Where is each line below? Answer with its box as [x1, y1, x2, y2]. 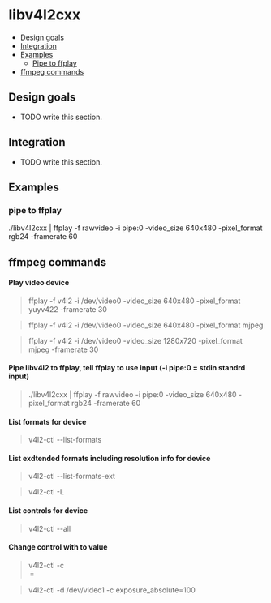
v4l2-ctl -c [28, 560, 65, 570]
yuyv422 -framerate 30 [28, 304, 108, 314]
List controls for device [8, 506, 88, 515]
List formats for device [8, 417, 87, 426]
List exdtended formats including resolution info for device [8, 453, 211, 463]
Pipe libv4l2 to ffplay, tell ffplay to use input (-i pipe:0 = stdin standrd [8, 363, 246, 373]
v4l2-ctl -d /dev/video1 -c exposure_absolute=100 [28, 585, 196, 595]
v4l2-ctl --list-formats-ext [28, 472, 116, 481]
